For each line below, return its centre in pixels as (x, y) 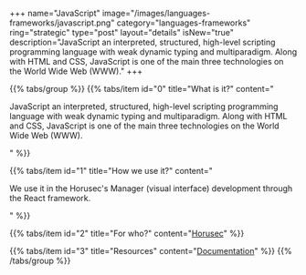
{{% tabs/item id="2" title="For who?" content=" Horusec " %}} (127, 233)
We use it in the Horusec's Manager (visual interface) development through (151, 188)
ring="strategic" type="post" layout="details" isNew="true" (122, 32)
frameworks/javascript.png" (62, 23)
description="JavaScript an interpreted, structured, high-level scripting (142, 42)
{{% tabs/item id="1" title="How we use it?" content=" (111, 171)
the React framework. (50, 198)
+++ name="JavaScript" (55, 13)
